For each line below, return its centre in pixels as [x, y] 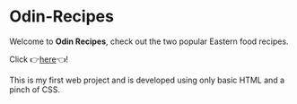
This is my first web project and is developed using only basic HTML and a [147, 80]
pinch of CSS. [35, 89]
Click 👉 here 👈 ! [39, 59]
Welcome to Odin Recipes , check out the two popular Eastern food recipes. [149, 41]
